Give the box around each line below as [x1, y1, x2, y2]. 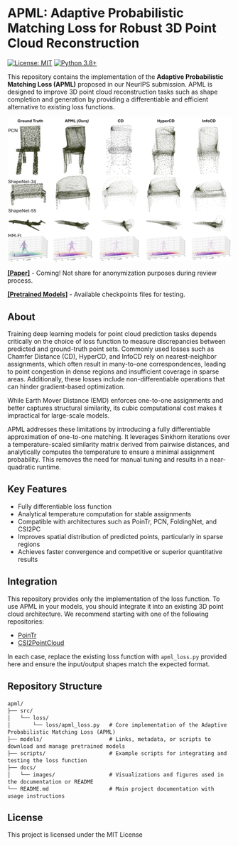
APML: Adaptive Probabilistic [7, 5, 184, 21]
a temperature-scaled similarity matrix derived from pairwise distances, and [7, 440, 229, 449]
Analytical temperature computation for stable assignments [17, 509, 192, 518]
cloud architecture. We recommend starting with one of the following [7, 609, 209, 618]
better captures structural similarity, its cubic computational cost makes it [7, 403, 222, 413]
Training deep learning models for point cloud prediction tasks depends [7, 330, 217, 338]
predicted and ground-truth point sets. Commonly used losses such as [7, 345, 215, 353]
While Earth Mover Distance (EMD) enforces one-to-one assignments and [7, 396, 224, 405]
